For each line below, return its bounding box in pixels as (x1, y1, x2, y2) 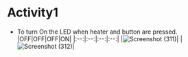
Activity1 (7, 5, 58, 21)
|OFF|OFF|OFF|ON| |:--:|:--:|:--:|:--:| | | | (16, 34, 183, 43)
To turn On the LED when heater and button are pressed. (16, 27, 178, 36)
